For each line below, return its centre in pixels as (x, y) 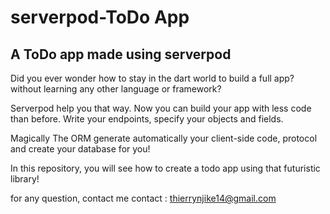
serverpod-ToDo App (100, 17)
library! (25, 179)
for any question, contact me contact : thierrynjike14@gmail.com (143, 198)
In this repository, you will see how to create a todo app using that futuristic (165, 168)
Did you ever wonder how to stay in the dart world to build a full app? (152, 78)
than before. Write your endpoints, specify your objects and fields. (147, 119)
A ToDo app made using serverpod (121, 54)
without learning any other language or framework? (116, 89)
